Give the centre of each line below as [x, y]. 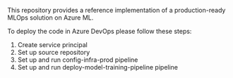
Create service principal [53, 45]
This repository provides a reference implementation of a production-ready [116, 10]
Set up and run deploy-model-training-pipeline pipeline [98, 67]
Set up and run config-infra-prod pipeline [78, 60]
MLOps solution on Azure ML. [50, 18]
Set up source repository [54, 52]
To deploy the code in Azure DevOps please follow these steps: [100, 31]
